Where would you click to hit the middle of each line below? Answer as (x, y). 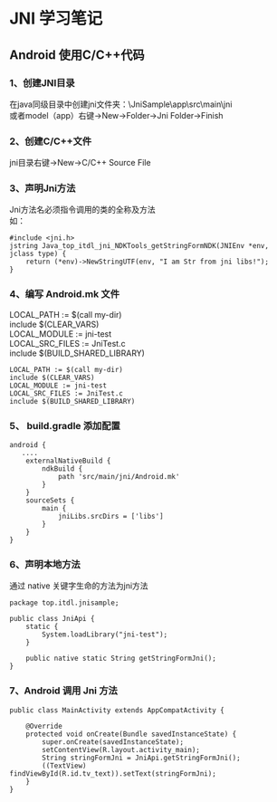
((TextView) (65, 766)
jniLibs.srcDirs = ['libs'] (111, 517)
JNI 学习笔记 (56, 19)
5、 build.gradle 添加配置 (65, 425)
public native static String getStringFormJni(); (121, 659)
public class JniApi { (52, 619)
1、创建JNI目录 (42, 82)
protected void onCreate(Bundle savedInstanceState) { (131, 734)
